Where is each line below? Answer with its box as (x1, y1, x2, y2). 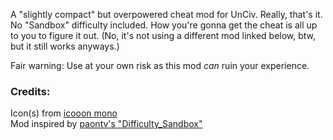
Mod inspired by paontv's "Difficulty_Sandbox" (10, 118, 203, 130)
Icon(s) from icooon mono (10, 107, 118, 119)
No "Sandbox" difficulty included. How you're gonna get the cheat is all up (10, 19, 318, 31)
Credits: (10, 84, 51, 98)
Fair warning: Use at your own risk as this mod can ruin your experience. (10, 60, 310, 71)
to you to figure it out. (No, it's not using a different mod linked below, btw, (10, 30, 317, 41)
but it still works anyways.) (10, 40, 120, 52)
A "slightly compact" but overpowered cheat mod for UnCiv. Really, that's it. (10, 9, 323, 20)
